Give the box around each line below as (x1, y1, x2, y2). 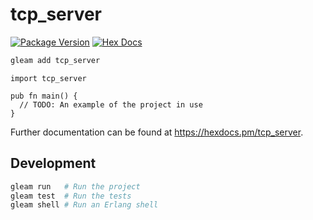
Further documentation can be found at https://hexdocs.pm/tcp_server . (10, 126, 304, 138)
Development (10, 155, 97, 172)
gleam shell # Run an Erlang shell (10, 200, 159, 210)
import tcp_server (10, 73, 87, 83)
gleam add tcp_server (10, 55, 101, 65)
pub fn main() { (10, 91, 78, 101)
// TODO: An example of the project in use (19, 99, 203, 110)
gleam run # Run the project (10, 181, 141, 192)
